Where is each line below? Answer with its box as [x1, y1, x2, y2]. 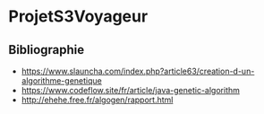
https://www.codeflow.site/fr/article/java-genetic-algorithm [21, 85, 241, 95]
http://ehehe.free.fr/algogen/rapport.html [21, 94, 174, 105]
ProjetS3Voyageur [8, 6, 149, 27]
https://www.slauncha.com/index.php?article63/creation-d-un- [21, 66, 255, 76]
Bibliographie [8, 42, 85, 57]
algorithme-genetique [21, 75, 102, 86]
